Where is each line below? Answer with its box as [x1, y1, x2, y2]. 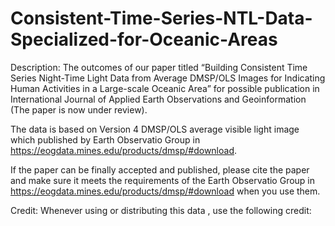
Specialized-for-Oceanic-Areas [10, 28, 278, 51]
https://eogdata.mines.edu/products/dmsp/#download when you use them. [10, 185, 321, 197]
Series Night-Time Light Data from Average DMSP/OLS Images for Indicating [10, 72, 326, 84]
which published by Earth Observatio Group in [10, 133, 201, 146]
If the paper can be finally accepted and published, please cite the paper [10, 163, 310, 176]
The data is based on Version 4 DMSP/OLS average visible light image [10, 123, 300, 135]
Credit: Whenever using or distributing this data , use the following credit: [10, 204, 312, 216]
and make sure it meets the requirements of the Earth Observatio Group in [10, 174, 316, 186]
